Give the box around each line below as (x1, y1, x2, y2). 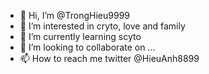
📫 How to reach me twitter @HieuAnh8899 (19, 53, 200, 64)
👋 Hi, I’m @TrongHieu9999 (19, 10, 131, 21)
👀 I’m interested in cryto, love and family (19, 20, 186, 32)
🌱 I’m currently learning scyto (19, 31, 142, 42)
